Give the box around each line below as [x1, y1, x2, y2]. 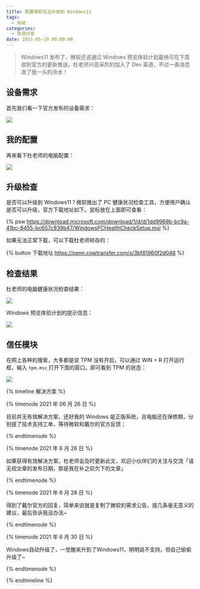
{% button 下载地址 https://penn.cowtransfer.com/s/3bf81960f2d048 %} [6, 250, 185, 257]
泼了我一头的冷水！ [20, 68, 68, 75]
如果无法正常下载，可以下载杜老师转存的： [6, 236, 111, 244]
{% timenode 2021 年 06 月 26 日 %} [6, 400, 96, 408]
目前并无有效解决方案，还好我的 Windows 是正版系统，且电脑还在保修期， [6, 413, 189, 420]
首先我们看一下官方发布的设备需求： [6, 104, 95, 111]
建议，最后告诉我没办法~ [6, 509, 67, 516]
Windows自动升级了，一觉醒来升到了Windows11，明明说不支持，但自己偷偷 [6, 546, 192, 553]
